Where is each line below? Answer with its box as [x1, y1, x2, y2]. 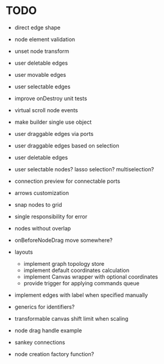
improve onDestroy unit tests [14, 95, 88, 102]
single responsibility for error [14, 213, 88, 220]
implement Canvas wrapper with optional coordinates [23, 273, 159, 280]
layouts [14, 248, 33, 255]
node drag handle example [14, 327, 82, 334]
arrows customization [14, 189, 70, 196]
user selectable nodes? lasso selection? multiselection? [14, 165, 154, 173]
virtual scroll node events [14, 106, 79, 113]
